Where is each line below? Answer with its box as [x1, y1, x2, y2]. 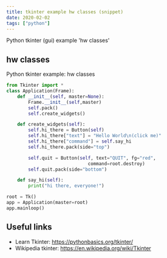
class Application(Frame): [6, 88, 75, 94]
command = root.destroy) [87, 160, 146, 167]
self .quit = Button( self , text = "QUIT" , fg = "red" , [28, 155, 156, 161]
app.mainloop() [6, 205, 45, 211]
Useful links [6, 222, 53, 233]
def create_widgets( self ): [17, 121, 86, 127]
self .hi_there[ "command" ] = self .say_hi [28, 138, 132, 144]
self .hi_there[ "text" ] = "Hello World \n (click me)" [28, 133, 162, 139]
